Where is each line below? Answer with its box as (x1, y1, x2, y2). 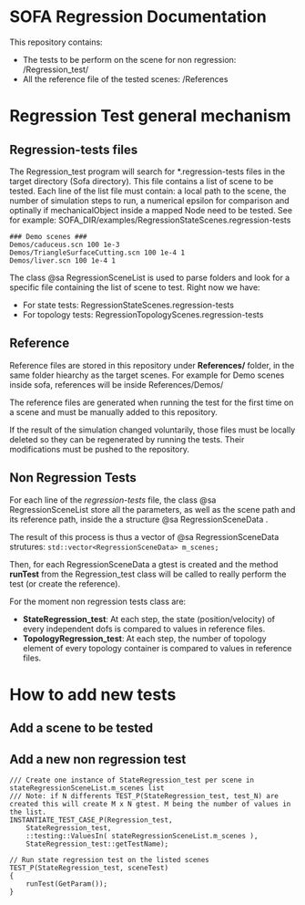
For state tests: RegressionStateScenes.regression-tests (22, 299, 235, 310)
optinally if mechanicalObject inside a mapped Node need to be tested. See (9, 204, 293, 215)
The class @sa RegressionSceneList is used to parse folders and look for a (9, 272, 290, 283)
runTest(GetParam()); (25, 879, 107, 889)
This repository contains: (9, 36, 103, 47)
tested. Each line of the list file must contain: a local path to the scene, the (9, 185, 287, 196)
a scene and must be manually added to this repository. (9, 406, 219, 417)
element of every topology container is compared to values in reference (22, 642, 292, 653)
